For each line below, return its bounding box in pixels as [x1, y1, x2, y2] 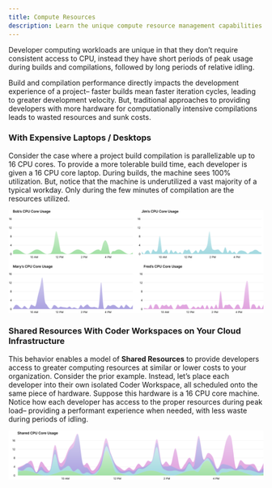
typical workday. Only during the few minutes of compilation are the [8, 185, 235, 194]
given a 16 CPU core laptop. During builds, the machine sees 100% [8, 168, 232, 177]
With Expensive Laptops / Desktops [8, 132, 151, 143]
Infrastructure [8, 336, 66, 347]
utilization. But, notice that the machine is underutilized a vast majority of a [8, 176, 257, 186]
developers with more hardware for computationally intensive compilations [8, 104, 257, 113]
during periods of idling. [8, 414, 89, 424]
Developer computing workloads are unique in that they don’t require [8, 45, 239, 54]
